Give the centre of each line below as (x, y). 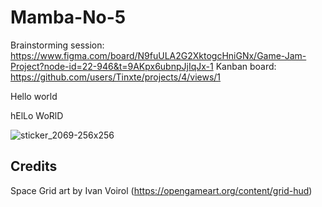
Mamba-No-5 (68, 17)
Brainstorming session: (57, 45)
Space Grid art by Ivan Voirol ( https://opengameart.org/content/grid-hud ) (161, 190)
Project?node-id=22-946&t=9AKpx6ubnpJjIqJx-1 (112, 66)
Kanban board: (246, 66)
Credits (34, 166)
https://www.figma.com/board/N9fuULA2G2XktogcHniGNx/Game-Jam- (158, 55)
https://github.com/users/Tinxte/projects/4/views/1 (116, 77)
